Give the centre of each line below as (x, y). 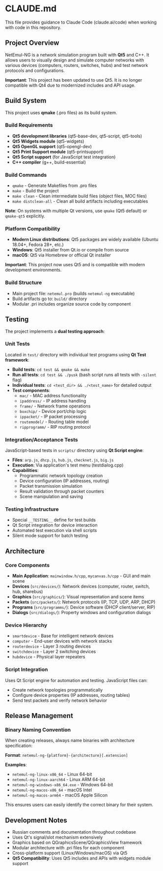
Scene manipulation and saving (51, 497)
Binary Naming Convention (38, 730)
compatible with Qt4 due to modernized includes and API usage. (70, 85)
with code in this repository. (33, 27)
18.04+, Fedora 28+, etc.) (38, 245)
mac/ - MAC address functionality (53, 395)
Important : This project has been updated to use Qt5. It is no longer (74, 80)
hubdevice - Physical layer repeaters (49, 657)
